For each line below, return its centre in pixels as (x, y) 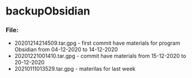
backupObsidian (48, 11)
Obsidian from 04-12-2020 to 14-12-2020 (66, 50)
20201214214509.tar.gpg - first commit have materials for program (97, 43)
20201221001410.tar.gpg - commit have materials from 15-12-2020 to (100, 56)
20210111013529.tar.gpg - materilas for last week (75, 69)
